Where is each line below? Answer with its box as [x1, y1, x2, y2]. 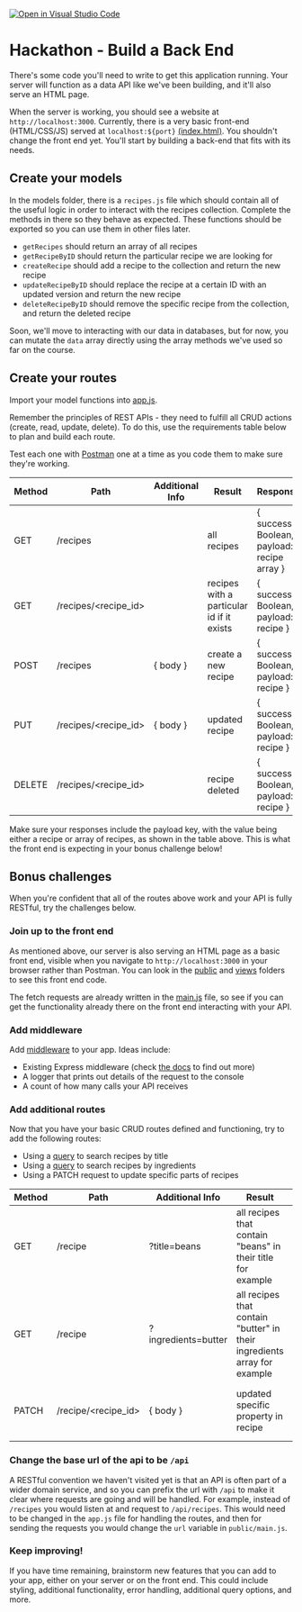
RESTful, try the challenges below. [9, 902, 137, 913]
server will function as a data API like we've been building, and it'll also [9, 79, 271, 90]
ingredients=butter [148, 1334, 227, 1346]
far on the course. [9, 344, 76, 355]
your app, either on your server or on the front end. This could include [9, 1574, 269, 1585]
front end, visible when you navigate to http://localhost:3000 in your [9, 955, 268, 965]
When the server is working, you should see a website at [9, 106, 219, 117]
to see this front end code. [9, 974, 108, 985]
